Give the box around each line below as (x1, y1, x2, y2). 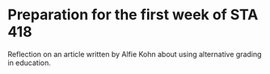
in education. (7, 58, 52, 68)
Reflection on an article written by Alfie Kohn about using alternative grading (7, 49, 262, 59)
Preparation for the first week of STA (7, 6, 259, 24)
